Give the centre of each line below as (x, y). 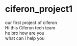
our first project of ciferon (31, 23)
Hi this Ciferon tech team (30, 27)
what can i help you (25, 38)
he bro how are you (25, 33)
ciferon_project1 (39, 9)
